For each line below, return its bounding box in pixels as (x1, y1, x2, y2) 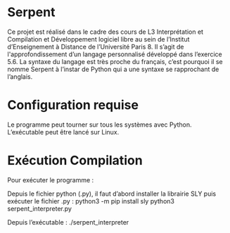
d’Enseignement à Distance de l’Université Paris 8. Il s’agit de (7, 42, 184, 51)
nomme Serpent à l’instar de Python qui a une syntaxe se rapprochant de (7, 65, 219, 73)
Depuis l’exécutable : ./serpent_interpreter (7, 218, 129, 226)
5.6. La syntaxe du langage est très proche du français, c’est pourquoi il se (7, 57, 223, 65)
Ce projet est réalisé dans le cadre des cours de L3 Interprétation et (7, 27, 204, 36)
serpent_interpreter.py (7, 204, 72, 213)
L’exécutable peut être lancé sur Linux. (7, 127, 120, 136)
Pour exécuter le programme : (7, 175, 94, 184)
